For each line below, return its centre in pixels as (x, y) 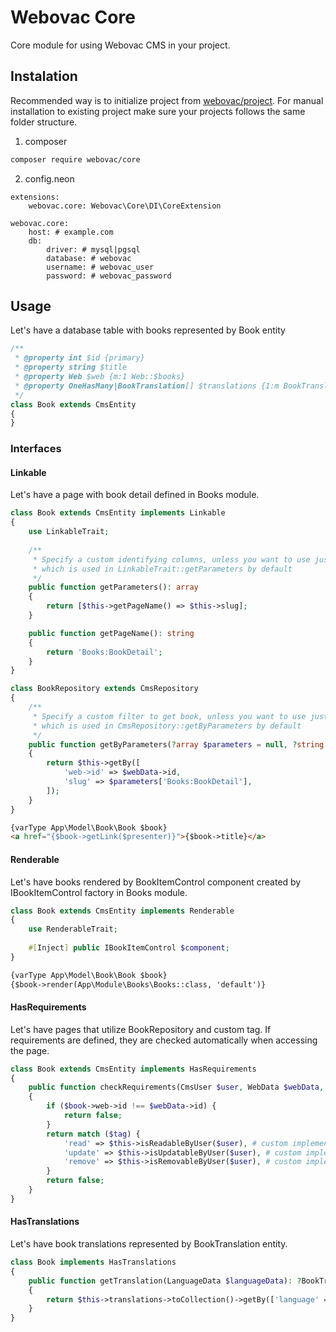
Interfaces (36, 449)
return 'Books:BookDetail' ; (104, 652)
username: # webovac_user (100, 267)
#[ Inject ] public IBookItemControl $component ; (129, 948)
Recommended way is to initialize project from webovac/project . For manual (167, 100)
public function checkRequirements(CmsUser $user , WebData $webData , (176, 1087)
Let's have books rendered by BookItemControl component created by (156, 882)
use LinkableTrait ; (69, 532)
